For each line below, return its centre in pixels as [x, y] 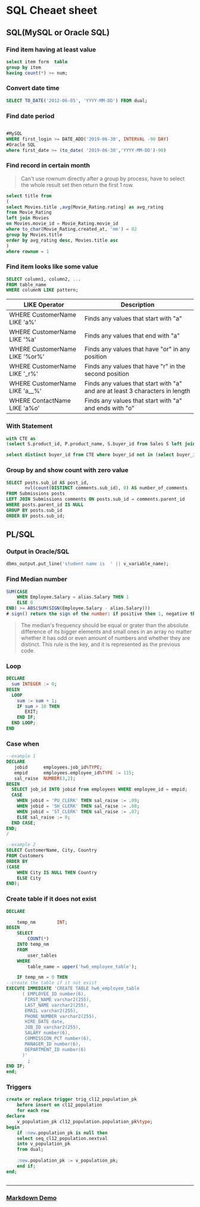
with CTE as [21, 439]
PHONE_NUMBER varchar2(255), [61, 1016]
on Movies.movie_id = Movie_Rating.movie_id [62, 224]
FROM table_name [26, 284]
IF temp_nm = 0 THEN [42, 978]
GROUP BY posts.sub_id [34, 510]
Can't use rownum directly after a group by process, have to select [103, 178]
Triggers [19, 1087]
